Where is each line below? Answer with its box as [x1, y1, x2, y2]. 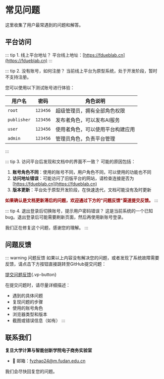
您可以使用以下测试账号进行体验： [5, 84, 75, 90]
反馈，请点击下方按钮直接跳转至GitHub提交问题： [5, 261, 107, 267]
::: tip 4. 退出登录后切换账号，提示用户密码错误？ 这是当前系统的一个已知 [5, 208, 153, 214]
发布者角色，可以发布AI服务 [55, 116, 120, 123]
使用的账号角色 [12, 305, 43, 311]
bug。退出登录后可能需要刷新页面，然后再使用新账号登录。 [5, 214, 126, 220]
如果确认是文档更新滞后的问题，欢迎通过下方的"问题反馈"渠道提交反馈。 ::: [5, 197, 159, 203]
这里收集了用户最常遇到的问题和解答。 [5, 22, 83, 28]
